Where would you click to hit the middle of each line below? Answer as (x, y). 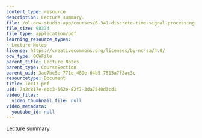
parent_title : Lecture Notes (43, 62)
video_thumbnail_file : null (47, 100)
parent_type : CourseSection (41, 67)
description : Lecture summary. (45, 17)
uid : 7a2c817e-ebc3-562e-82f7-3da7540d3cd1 (62, 90)
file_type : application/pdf (41, 34)
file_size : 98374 (28, 28)
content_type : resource (36, 12)
